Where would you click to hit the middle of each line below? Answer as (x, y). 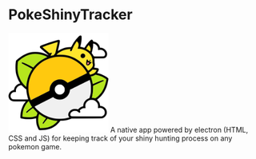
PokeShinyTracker (71, 15)
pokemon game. (35, 146)
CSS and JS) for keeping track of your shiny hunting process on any (120, 138)
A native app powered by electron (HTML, (179, 129)
